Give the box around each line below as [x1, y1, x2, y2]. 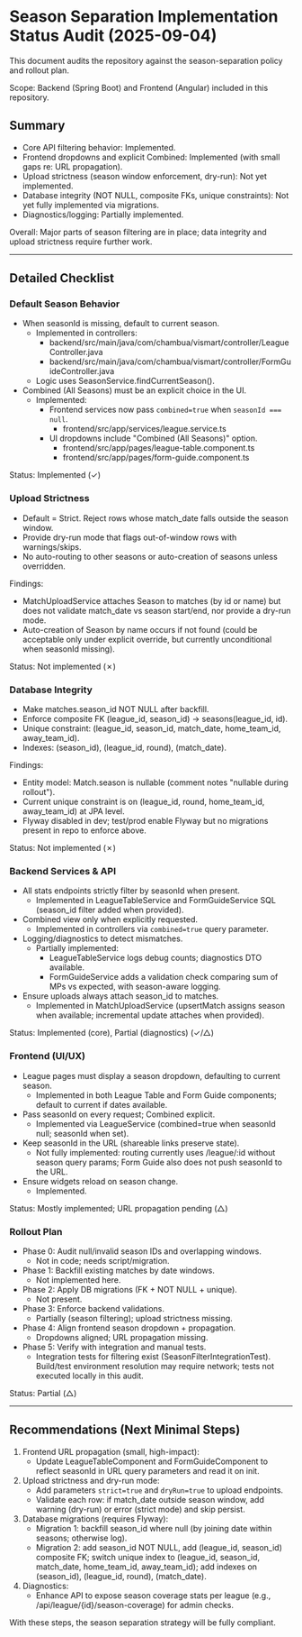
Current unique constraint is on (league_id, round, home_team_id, [22, 796, 265, 808]
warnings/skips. [22, 541, 83, 552]
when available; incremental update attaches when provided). [35, 1010, 265, 1020]
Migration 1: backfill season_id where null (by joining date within [35, 1523, 272, 1533]
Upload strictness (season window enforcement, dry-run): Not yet [22, 170, 268, 181]
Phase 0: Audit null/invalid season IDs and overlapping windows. [22, 1246, 262, 1257]
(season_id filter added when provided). [35, 904, 184, 916]
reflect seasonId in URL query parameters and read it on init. [35, 1465, 260, 1476]
